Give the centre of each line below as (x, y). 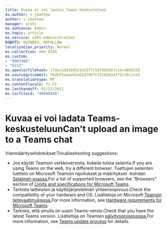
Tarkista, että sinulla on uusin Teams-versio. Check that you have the (83, 211)
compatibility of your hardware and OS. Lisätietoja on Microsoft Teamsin (87, 195)
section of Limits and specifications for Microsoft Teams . (71, 184)
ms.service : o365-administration (40, 38)
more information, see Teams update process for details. (71, 221)
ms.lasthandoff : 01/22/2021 (35, 89)
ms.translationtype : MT (30, 79)
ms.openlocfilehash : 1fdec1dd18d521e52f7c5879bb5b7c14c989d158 (73, 70)
